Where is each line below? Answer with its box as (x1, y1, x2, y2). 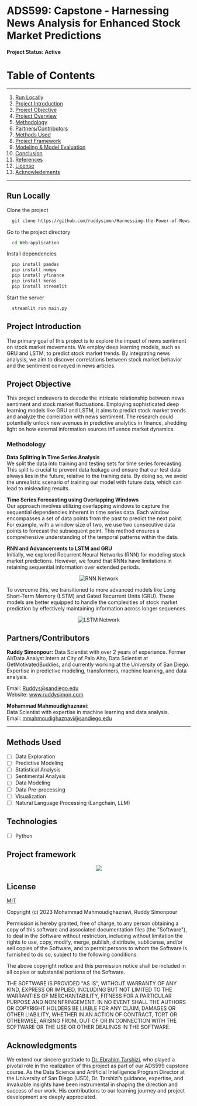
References (15, 156, 43, 163)
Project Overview (15, 112, 57, 120)
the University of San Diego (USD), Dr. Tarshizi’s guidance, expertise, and (6, 1075, 184, 1082)
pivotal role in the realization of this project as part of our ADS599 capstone (6, 1062, 189, 1070)
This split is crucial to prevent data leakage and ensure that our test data (6, 466, 181, 473)
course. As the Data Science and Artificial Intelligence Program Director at (6, 1069, 185, 1076)
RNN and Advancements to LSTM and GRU (6, 545, 113, 552)
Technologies (6, 817, 58, 827)
